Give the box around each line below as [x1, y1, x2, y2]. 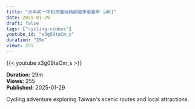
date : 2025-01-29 [6, 15, 50, 21]
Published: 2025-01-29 [6, 84, 65, 91]
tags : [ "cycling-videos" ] [6, 25, 71, 32]
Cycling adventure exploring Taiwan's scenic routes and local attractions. [6, 95, 190, 103]
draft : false [6, 20, 39, 26]
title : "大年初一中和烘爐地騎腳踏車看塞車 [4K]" [6, 8, 117, 15]
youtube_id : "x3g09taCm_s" [6, 31, 74, 38]
